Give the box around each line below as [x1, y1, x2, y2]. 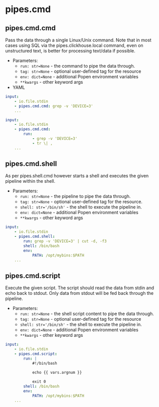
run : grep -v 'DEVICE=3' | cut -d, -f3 [23, 239, 107, 244]
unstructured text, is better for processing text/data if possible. [5, 48, 136, 54]
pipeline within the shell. [5, 178, 55, 184]
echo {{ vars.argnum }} [32, 370, 82, 375]
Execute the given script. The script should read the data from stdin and [5, 285, 154, 291]
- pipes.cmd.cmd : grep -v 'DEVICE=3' [14, 104, 94, 109]
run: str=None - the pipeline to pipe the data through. [20, 193, 131, 199]
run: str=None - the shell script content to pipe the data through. [20, 311, 154, 317]
